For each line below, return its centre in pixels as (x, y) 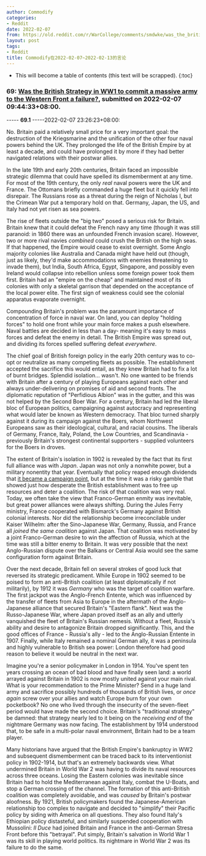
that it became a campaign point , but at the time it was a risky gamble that (100, 478)
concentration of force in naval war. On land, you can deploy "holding (94, 318)
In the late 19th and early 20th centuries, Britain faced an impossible (93, 170)
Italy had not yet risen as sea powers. (54, 209)
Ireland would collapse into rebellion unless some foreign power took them (100, 273)
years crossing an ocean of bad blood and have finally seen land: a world (99, 672)
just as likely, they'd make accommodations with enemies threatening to (97, 260)
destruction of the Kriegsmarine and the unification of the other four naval (100, 138)
